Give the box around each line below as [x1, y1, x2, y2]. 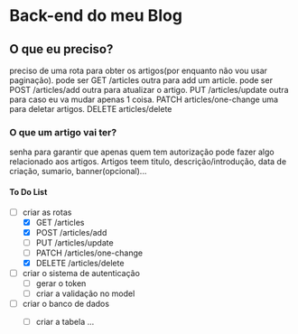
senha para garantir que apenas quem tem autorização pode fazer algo [9, 146, 275, 158]
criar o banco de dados [22, 299, 110, 310]
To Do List [9, 186, 48, 197]
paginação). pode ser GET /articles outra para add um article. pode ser [9, 75, 274, 86]
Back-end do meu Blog [9, 5, 183, 26]
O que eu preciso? [9, 42, 114, 57]
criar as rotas [22, 207, 72, 218]
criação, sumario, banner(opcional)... [9, 166, 147, 177]
